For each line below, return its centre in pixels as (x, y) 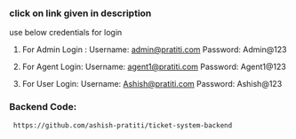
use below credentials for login (66, 33)
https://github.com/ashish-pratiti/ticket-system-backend (123, 125)
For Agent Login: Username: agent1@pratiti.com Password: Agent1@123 (154, 67)
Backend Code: (43, 107)
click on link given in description (80, 13)
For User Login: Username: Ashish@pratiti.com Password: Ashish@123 (152, 84)
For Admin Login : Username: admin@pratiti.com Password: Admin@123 (154, 50)
